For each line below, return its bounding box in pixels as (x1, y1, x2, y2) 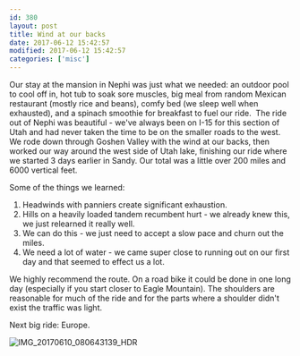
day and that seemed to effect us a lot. (21, 257, 166, 267)
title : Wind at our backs (9, 30, 106, 38)
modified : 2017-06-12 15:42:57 (9, 47, 126, 55)
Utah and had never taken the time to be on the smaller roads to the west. (9, 127, 281, 137)
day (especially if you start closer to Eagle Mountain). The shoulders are (9, 284, 275, 293)
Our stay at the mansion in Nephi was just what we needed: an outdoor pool (9, 80, 289, 89)
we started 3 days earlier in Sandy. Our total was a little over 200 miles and (9, 156, 287, 165)
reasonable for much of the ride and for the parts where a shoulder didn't (9, 292, 280, 303)
